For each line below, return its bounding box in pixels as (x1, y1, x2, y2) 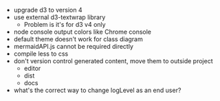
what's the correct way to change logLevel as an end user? (13, 86, 181, 94)
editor (23, 65, 41, 72)
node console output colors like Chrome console (13, 27, 152, 36)
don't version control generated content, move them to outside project (13, 57, 213, 65)
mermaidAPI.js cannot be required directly (13, 43, 134, 50)
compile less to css (13, 49, 69, 58)
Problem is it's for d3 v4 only (23, 21, 106, 28)
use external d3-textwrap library (13, 13, 106, 21)
